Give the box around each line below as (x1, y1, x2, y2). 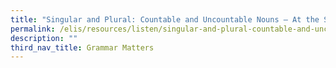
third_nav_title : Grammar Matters (10, 42, 155, 53)
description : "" (10, 33, 78, 43)
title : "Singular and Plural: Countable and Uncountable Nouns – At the (10, 14, 320, 25)
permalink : (10, 24, 56, 34)
